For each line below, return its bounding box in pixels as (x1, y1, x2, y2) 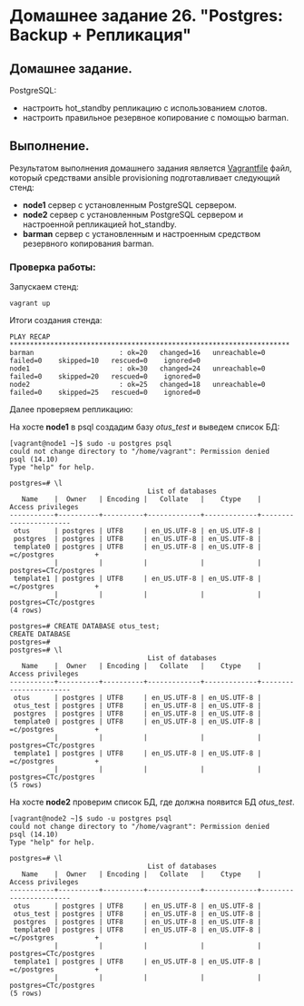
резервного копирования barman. (22, 238, 154, 249)
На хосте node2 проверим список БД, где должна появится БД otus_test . (9, 796, 295, 808)
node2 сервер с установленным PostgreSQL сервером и (22, 209, 243, 220)
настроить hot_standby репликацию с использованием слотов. (22, 103, 268, 113)
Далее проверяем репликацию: (9, 404, 133, 415)
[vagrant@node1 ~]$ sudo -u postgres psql (9, 439, 172, 449)
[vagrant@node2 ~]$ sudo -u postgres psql (9, 814, 172, 824)
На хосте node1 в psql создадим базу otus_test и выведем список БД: (9, 421, 280, 432)
